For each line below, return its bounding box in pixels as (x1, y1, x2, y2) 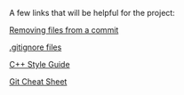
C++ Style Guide (9, 59, 70, 69)
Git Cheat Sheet (9, 76, 68, 87)
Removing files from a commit (9, 25, 119, 35)
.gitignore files (9, 42, 62, 52)
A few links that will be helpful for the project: (9, 8, 175, 18)
